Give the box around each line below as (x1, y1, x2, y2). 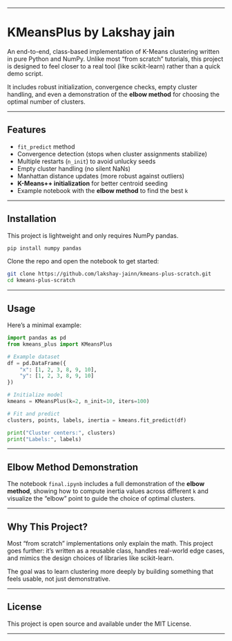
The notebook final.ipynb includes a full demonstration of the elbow (7, 480, 205, 488)
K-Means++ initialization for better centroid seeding (17, 179, 168, 187)
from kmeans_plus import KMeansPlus (7, 340, 113, 348)
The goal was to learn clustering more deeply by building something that (7, 568, 214, 575)
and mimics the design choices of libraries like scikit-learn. (7, 554, 175, 562)
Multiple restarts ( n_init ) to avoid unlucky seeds (17, 157, 156, 165)
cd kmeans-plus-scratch (7, 277, 76, 284)
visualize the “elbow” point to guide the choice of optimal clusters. (7, 494, 195, 503)
